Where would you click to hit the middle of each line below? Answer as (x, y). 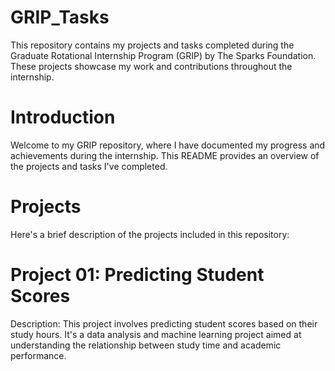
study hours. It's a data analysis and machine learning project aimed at (156, 334)
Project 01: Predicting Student (137, 275)
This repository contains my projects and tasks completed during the (152, 45)
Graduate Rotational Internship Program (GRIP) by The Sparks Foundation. (163, 55)
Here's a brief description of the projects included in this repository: (150, 234)
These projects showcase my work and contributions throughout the (151, 66)
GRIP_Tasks (60, 17)
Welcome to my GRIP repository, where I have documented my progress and (168, 145)
